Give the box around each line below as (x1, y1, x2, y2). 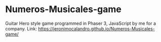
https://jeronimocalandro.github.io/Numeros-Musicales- (37, 25, 155, 31)
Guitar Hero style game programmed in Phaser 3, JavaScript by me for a (5, 20, 156, 26)
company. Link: (5, 25, 37, 31)
